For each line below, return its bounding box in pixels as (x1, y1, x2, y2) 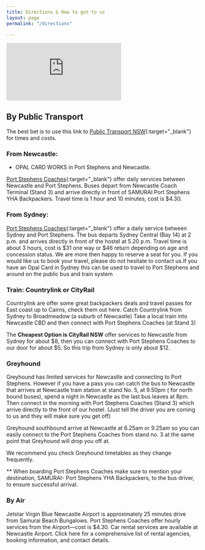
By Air (6, 496, 25, 505)
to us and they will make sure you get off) (6, 412, 111, 420)
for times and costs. (6, 135, 57, 142)
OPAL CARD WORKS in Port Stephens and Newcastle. (15, 163, 151, 171)
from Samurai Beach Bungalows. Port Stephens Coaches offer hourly (6, 517, 181, 524)
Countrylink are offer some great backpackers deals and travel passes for (6, 299, 193, 307)
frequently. (6, 456, 34, 463)
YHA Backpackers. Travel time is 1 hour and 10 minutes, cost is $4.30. (6, 195, 182, 203)
